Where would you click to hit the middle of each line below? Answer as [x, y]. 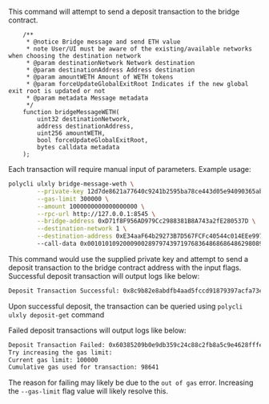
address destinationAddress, [86, 126]
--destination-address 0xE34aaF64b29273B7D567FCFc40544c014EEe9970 [152, 236]
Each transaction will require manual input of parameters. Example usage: [130, 169]
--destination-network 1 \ [82, 229]
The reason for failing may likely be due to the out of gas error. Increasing [131, 383]
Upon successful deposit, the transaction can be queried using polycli [126, 306]
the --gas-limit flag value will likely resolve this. [88, 391]
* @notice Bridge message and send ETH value [103, 42]
